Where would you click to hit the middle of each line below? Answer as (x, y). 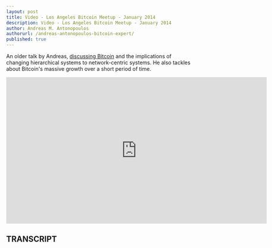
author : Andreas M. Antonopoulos (48, 28)
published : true (26, 39)
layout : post (22, 12)
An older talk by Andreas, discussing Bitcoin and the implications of (89, 56)
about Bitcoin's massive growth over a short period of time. (79, 69)
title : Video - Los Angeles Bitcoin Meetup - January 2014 (81, 17)
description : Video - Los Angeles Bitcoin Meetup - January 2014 (89, 23)
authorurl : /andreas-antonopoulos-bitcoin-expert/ (70, 34)
